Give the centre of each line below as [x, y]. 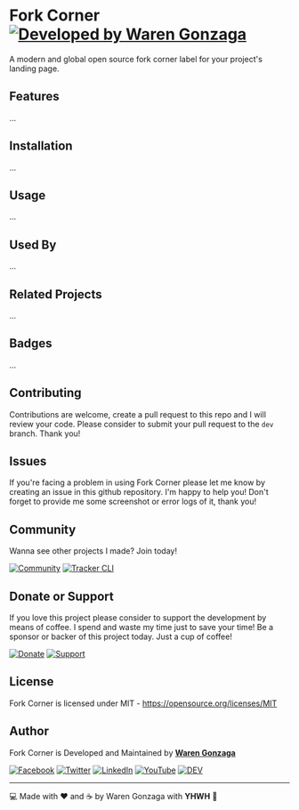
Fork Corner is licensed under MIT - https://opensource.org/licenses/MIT [143, 703]
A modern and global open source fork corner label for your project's [136, 59]
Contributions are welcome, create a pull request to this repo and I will [138, 414]
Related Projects [56, 294]
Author [29, 731]
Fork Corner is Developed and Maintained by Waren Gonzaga [122, 752]
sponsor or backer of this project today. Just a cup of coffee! [121, 636]
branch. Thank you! [45, 433]
